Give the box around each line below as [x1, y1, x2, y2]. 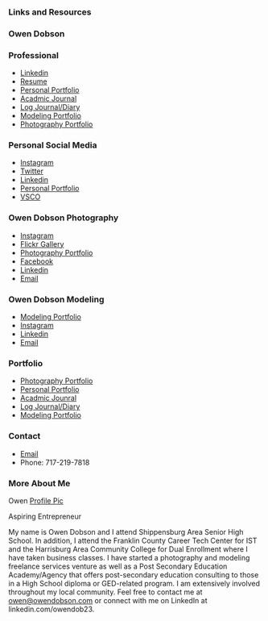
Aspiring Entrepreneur [8, 511, 82, 521]
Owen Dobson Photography [8, 212, 119, 223]
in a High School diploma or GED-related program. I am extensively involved [8, 578, 260, 588]
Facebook [19, 256, 54, 266]
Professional [8, 49, 59, 60]
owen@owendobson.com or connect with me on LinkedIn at [8, 595, 208, 605]
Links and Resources [8, 6, 92, 18]
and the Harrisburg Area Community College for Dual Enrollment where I [8, 544, 248, 554]
